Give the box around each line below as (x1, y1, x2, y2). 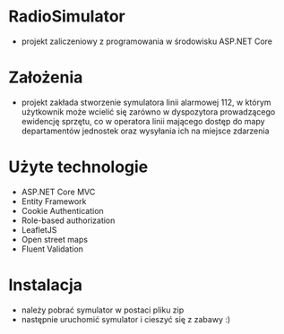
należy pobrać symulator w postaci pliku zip (21, 304, 185, 315)
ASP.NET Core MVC (21, 186, 96, 197)
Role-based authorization (21, 215, 116, 226)
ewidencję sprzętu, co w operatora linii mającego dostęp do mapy (21, 116, 265, 126)
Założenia (8, 67, 83, 88)
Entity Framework (21, 195, 87, 207)
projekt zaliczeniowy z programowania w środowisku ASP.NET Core (21, 36, 273, 47)
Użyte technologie (8, 157, 149, 177)
